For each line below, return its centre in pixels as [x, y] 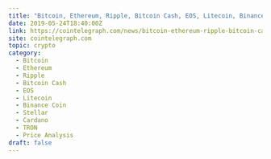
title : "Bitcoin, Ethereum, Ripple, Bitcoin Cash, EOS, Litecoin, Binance [137, 16]
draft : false [30, 143]
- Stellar [32, 113]
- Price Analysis [45, 135]
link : [17, 31]
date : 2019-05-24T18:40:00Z [56, 23]
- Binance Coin [41, 105]
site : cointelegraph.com [50, 38]
